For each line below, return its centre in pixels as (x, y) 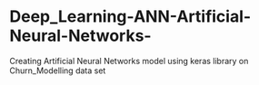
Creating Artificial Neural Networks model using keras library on (129, 61)
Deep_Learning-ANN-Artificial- (130, 17)
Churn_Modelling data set (58, 71)
